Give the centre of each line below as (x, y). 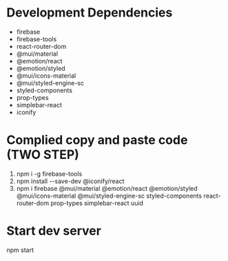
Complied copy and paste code (97, 140)
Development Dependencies (90, 13)
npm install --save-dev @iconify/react (70, 181)
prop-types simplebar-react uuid (97, 203)
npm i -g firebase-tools (49, 174)
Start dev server (54, 231)
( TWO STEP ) (43, 155)
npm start (20, 250)
